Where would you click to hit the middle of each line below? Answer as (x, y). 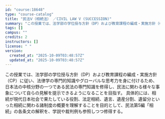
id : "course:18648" (25, 10)
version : (14, 51)
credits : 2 (16, 37)
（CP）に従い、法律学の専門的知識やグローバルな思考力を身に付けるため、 (81, 81)
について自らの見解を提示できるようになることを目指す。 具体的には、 (81, 93)
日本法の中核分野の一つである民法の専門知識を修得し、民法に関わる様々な (80, 87)
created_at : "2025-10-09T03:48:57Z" (47, 55)
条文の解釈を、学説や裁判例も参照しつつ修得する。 (74, 112)
